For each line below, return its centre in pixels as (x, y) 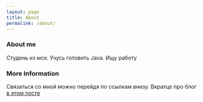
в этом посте (23, 93)
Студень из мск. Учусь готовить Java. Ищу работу (72, 58)
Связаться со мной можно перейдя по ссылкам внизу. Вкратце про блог (101, 86)
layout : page (23, 12)
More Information (33, 73)
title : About (23, 18)
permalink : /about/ (31, 23)
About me (21, 44)
